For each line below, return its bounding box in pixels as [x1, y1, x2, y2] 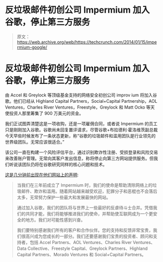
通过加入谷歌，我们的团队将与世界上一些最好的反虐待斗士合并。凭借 [16, 205, 153, 210]
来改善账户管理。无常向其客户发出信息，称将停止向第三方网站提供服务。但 [5, 155, 154, 161]
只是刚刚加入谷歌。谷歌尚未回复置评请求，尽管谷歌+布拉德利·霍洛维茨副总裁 [5, 127, 158, 132]
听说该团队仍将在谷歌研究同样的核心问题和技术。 [9, 161, 107, 167]
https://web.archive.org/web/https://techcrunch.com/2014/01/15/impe [16, 39, 157, 45]
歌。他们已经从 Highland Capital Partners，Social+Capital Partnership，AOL [5, 98, 158, 104]
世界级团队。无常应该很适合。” [5, 139, 65, 145]
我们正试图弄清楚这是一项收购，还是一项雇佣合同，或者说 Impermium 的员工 [5, 120, 158, 127]
